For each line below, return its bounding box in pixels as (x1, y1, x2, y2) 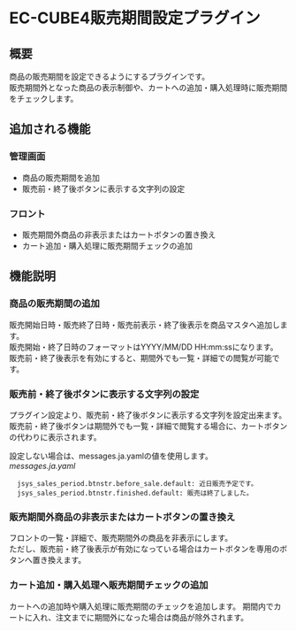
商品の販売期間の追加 (9, 297, 100, 310)
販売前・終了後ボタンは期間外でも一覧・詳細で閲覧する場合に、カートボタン (9, 420, 288, 431)
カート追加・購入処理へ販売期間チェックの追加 (9, 579, 209, 591)
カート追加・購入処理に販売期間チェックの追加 (21, 240, 193, 250)
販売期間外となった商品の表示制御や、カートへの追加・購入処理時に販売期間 (9, 82, 288, 93)
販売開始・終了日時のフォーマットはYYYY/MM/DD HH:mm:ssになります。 (9, 342, 278, 352)
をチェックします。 (9, 94, 79, 104)
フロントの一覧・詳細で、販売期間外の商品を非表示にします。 (9, 533, 233, 543)
